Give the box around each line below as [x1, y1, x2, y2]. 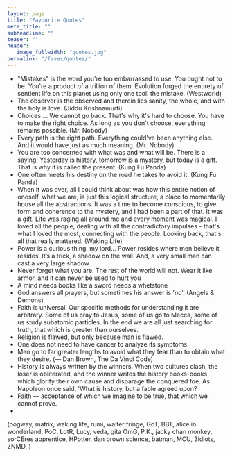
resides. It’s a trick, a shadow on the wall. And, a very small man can [17, 251, 213, 260]
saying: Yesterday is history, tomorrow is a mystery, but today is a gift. [17, 156, 217, 164]
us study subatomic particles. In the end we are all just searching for [17, 317, 213, 326]
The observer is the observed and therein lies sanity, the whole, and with [17, 97, 225, 105]
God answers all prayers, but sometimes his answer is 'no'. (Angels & [17, 288, 215, 297]
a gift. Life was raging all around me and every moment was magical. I [17, 215, 217, 223]
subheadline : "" [7, 29, 54, 37]
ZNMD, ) [7, 442, 31, 450]
